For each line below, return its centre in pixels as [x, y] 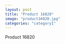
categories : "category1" [31, 23]
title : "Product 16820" [30, 14]
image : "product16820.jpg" [33, 19]
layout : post [18, 10]
